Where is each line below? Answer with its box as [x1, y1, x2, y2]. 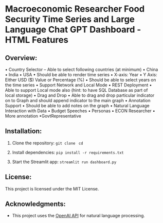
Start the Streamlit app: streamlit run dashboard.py [12, 159, 117, 165]
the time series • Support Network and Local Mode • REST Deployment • [5, 82, 152, 88]
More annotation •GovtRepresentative [5, 113, 81, 119]
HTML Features [5, 34, 69, 46]
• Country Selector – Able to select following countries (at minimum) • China [5, 67, 158, 72]
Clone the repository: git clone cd [12, 140, 84, 146]
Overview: [5, 53, 37, 62]
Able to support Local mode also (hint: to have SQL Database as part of [5, 87, 148, 93]
